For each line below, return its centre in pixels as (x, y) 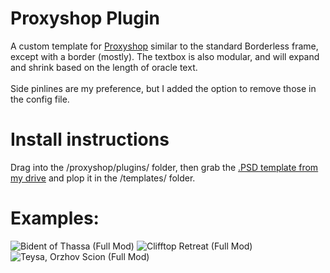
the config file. (40, 99)
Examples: (55, 218)
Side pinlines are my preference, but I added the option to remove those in (163, 88)
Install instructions (90, 139)
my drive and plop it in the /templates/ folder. (103, 178)
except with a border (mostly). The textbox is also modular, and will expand (165, 56)
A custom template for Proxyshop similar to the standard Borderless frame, (164, 46)
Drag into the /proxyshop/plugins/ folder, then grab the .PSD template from (164, 167)
